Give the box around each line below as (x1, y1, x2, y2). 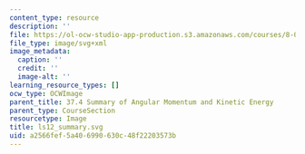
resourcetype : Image (9, 114, 88, 123)
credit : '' (17, 64, 59, 73)
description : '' (9, 22, 71, 31)
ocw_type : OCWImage (9, 89, 84, 98)
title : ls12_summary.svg (9, 123, 103, 132)
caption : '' (17, 55, 64, 64)
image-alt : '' (17, 72, 71, 82)
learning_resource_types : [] (9, 81, 120, 90)
